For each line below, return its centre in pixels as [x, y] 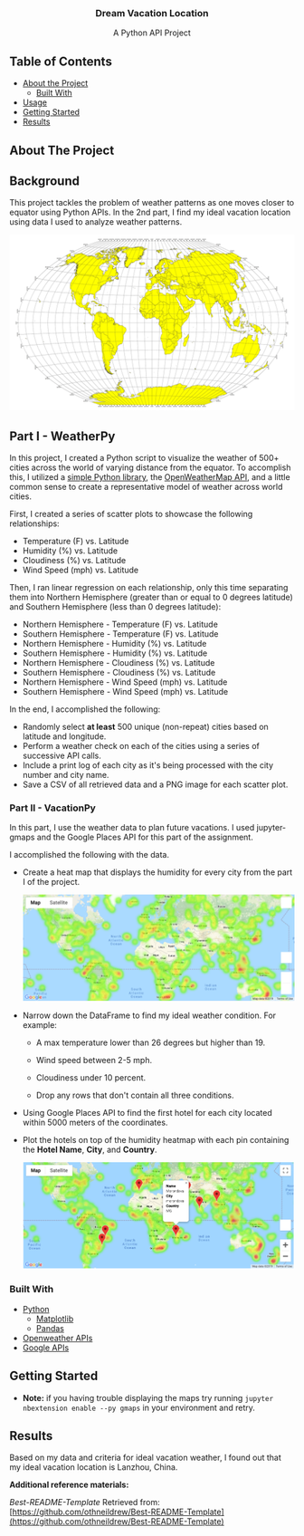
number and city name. [66, 775]
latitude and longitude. [64, 736]
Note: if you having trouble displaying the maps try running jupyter [148, 1397]
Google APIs [46, 1348]
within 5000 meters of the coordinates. [95, 1123]
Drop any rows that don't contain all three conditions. [135, 1095]
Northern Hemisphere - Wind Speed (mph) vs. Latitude [125, 682]
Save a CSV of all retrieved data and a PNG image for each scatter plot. [155, 784]
